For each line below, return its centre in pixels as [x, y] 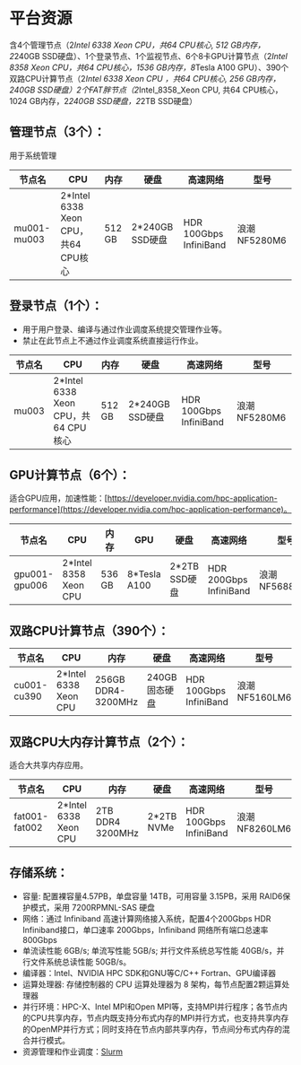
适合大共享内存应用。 [48, 765]
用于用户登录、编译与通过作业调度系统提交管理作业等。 [124, 329]
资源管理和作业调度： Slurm [73, 1052]
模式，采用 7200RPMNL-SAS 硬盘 [92, 907]
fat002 [28, 828]
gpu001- [34, 574]
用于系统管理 [33, 155]
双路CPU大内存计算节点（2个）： [99, 742]
